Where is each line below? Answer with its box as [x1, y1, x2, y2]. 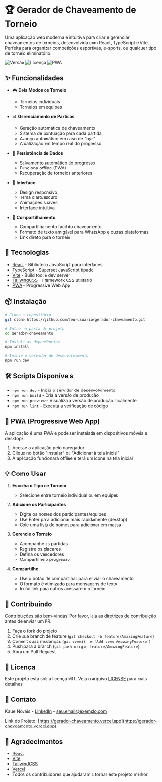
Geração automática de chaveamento [19, 125, 95, 131]
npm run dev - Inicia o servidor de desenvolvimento [12, 387, 116, 393]
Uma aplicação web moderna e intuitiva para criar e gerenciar [5, 34, 130, 40]
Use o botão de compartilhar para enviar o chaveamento [19, 575, 134, 581]
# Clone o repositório [5, 313, 51, 318]
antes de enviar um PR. [5, 618, 52, 624]
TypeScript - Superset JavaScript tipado [12, 267, 94, 273]
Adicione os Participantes [12, 502, 66, 507]
